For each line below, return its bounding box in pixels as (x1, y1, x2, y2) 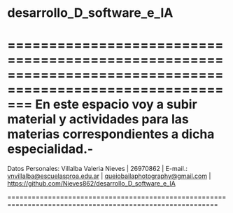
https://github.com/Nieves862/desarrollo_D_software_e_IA (7, 179, 176, 188)
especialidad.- (7, 142, 94, 157)
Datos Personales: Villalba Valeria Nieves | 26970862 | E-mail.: (7, 165, 188, 173)
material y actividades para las (7, 111, 189, 128)
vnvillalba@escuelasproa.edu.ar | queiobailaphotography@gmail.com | (7, 172, 211, 180)
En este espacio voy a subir (34, 97, 197, 113)
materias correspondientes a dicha (7, 126, 215, 142)
